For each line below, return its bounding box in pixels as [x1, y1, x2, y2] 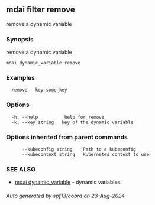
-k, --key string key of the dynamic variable [11, 119, 134, 125]
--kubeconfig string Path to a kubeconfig [21, 147, 136, 152]
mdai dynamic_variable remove [6, 60, 81, 66]
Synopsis [6, 35, 34, 43]
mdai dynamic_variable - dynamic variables [14, 178, 121, 186]
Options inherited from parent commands [6, 133, 128, 141]
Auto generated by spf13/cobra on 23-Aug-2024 [6, 192, 125, 199]
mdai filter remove [6, 5, 75, 15]
